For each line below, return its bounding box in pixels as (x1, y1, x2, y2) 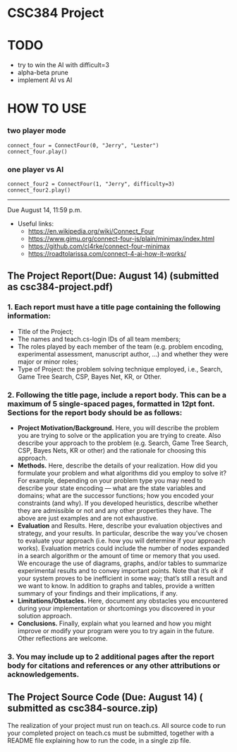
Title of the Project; (17, 327, 74, 335)
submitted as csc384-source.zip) (7, 702, 159, 715)
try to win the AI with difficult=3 (17, 61, 109, 69)
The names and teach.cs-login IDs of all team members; (17, 335, 181, 343)
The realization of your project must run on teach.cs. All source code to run (7, 721, 226, 729)
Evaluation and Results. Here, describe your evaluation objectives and (17, 521, 222, 530)
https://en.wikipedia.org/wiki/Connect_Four (28, 226, 154, 235)
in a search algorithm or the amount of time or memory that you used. (17, 551, 220, 560)
